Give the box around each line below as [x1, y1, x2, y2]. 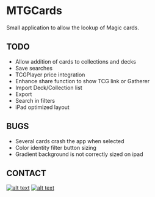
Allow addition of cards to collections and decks [15, 58, 136, 65]
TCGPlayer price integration [15, 71, 85, 78]
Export [15, 90, 32, 98]
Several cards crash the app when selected [15, 137, 124, 144]
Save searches [15, 64, 53, 72]
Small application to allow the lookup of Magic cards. [6, 24, 139, 31]
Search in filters [15, 97, 56, 104]
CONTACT [6, 168, 47, 178]
